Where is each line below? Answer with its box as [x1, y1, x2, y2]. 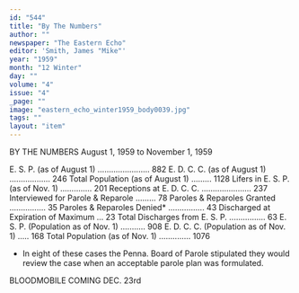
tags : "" [9, 113, 42, 122]
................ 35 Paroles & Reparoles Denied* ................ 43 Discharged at [9, 202, 271, 212]
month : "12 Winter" [9, 64, 83, 73]
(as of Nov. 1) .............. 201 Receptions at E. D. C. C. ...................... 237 [9, 183, 268, 193]
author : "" [9, 30, 50, 39]
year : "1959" [9, 55, 58, 64]
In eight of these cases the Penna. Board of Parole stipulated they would [22, 248, 290, 259]
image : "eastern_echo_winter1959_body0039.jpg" [9, 105, 191, 114]
